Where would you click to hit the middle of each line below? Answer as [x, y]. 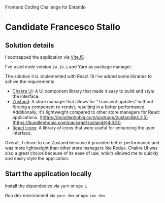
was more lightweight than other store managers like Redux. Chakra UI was [82, 148]
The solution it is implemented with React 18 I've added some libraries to [79, 76]
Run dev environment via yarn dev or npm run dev [55, 195]
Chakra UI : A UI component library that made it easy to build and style [83, 91]
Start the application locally [49, 174]
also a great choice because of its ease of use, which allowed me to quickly [82, 153]
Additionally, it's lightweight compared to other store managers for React [86, 112]
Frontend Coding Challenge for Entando [46, 7]
